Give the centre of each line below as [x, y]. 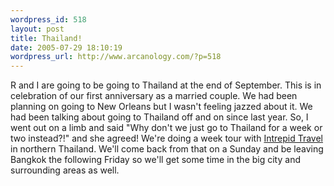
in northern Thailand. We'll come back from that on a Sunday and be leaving [167, 149]
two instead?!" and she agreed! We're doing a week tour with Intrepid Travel [167, 138]
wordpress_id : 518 [48, 19]
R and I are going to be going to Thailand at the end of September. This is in [166, 85]
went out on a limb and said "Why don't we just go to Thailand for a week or [166, 128]
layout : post [37, 29]
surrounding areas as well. [65, 170]
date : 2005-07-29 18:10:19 [66, 47]
